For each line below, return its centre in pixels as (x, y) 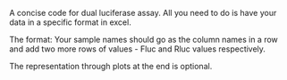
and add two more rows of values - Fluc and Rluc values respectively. (138, 49)
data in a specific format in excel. (70, 22)
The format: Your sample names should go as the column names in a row (144, 40)
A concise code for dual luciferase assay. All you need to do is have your (143, 13)
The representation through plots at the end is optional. (111, 66)
